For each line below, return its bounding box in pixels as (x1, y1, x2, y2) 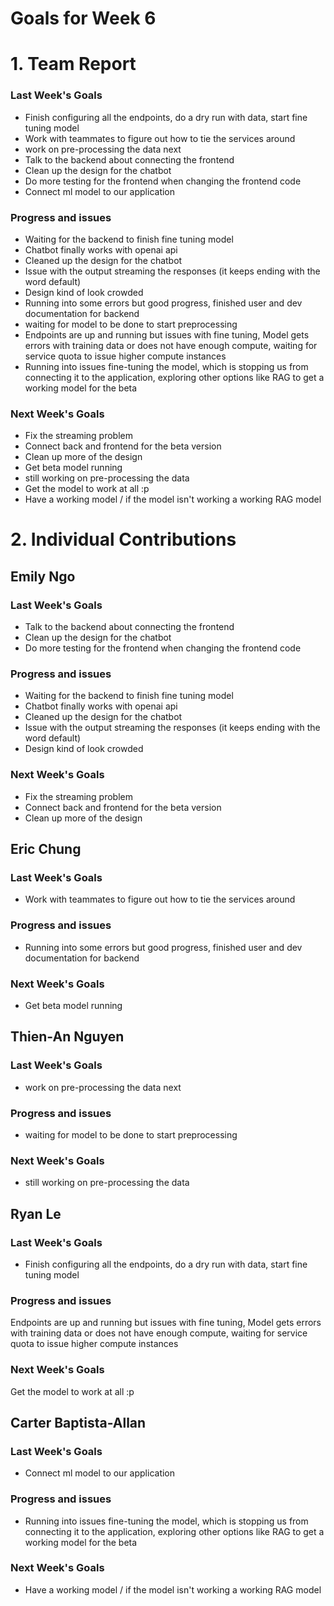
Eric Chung (10, 841, 82, 858)
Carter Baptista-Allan (10, 1414, 147, 1431)
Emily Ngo (10, 568, 76, 585)
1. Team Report (10, 53, 137, 76)
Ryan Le (10, 1205, 62, 1222)
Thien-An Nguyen (10, 1028, 125, 1046)
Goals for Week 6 (10, 7, 157, 30)
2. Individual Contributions (10, 528, 237, 551)
